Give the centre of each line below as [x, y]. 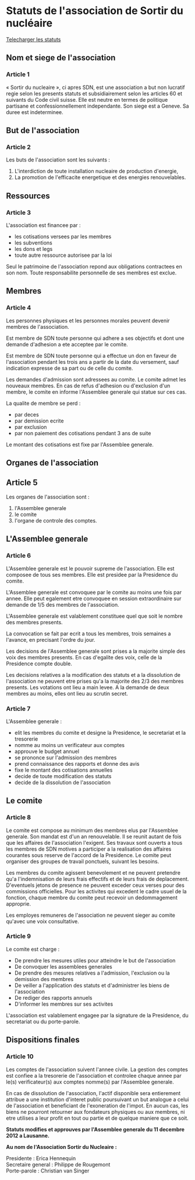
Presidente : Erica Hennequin [41, 1158]
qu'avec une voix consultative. [43, 921]
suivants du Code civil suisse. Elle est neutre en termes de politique [87, 99]
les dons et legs [33, 249]
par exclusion [31, 427]
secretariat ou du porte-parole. [43, 1021]
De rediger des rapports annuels [53, 997]
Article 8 [18, 817]
